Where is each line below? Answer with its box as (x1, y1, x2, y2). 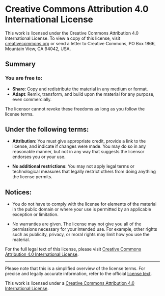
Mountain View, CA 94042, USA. (5, 46, 71, 52)
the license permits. (12, 174, 53, 180)
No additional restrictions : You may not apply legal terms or (12, 163, 135, 169)
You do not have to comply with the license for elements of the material (12, 201, 157, 207)
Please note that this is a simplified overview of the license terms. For (5, 266, 146, 271)
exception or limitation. (12, 212, 59, 217)
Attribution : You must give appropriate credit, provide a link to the (12, 138, 146, 144)
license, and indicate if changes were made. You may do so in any (12, 143, 146, 149)
